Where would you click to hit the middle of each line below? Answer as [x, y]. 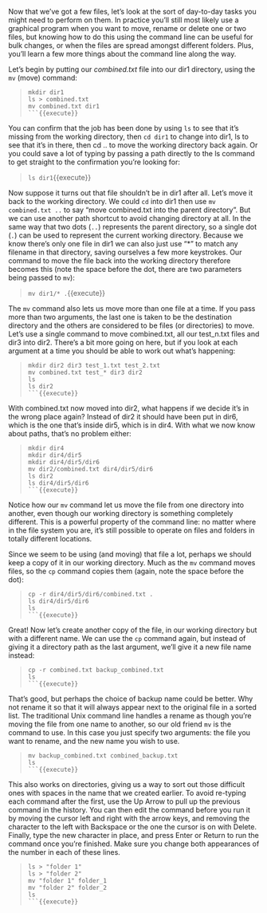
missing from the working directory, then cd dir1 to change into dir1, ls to [129, 136]
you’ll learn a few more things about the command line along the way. [122, 54]
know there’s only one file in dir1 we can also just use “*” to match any [123, 244]
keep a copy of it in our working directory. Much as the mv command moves [132, 563]
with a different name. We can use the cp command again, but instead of [127, 638]
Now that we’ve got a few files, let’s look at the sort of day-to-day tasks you [132, 12]
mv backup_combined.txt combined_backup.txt [103, 756]
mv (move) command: [43, 78]
